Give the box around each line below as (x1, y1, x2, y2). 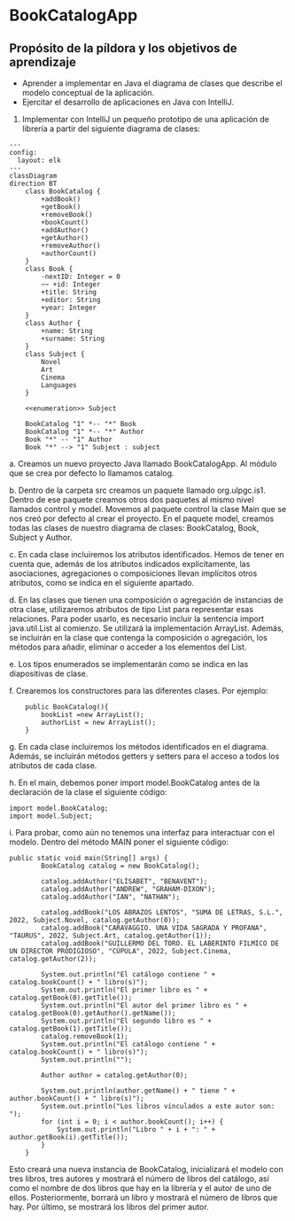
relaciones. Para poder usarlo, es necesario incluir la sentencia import (9, 613, 264, 624)
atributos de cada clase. (9, 760, 97, 771)
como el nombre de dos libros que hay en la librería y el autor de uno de (9, 1183, 272, 1193)
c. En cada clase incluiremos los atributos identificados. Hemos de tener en (9, 549, 285, 559)
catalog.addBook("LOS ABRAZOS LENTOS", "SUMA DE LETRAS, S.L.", (41, 908, 283, 917)
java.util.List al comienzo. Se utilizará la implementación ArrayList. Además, (9, 623, 284, 634)
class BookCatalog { (25, 187, 101, 196)
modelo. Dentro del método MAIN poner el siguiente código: (9, 836, 229, 847)
